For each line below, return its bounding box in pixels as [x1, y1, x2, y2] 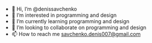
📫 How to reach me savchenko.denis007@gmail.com [11, 31, 141, 37]
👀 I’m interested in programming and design [11, 12, 117, 19]
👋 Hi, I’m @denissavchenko [11, 6, 77, 12]
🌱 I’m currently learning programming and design [11, 18, 130, 24]
